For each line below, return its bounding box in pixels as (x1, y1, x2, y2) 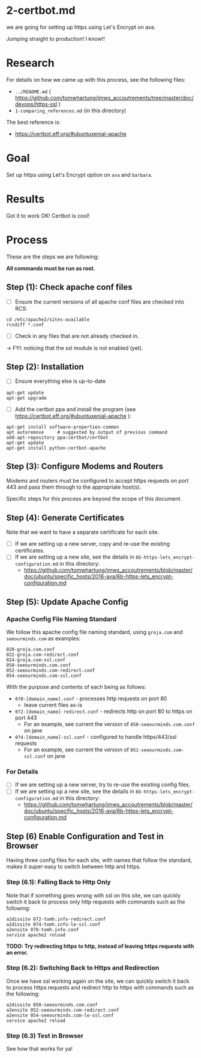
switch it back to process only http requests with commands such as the (6, 898, 185, 905)
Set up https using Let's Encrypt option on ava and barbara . (6, 171, 153, 178)
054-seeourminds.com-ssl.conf (6, 673, 82, 679)
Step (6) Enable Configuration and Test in (6, 831, 164, 842)
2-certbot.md (6, 4, 76, 17)
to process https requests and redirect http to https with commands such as (6, 983, 194, 991)
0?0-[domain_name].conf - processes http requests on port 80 (14, 695, 167, 702)
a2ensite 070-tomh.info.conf (6, 926, 79, 932)
